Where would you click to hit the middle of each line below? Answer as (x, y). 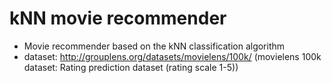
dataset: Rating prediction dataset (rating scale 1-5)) (131, 67)
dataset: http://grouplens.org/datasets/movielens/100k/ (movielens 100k (172, 56)
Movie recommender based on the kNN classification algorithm (154, 46)
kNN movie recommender (118, 18)
